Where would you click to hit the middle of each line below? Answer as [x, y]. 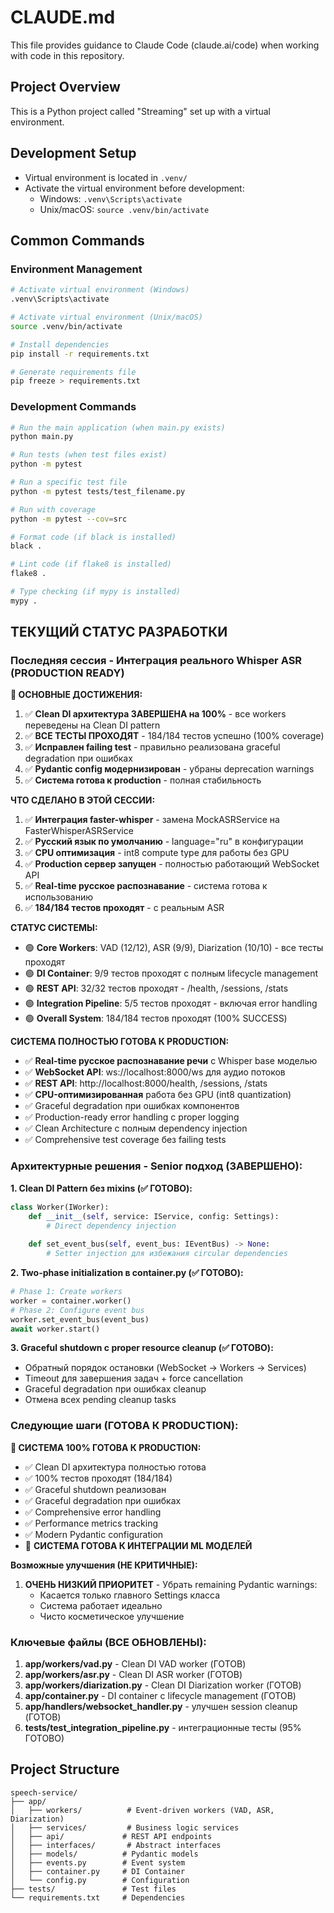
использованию [58, 897]
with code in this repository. [67, 55]
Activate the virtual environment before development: [134, 188]
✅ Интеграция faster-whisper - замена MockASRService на [152, 820]
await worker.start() [55, 1329]
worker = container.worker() [71, 1301]
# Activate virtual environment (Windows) [100, 290]
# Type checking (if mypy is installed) [96, 592]
